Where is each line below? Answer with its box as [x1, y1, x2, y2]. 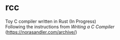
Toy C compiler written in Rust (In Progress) [5, 18, 96, 24]
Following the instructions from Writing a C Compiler [5, 23, 115, 29]
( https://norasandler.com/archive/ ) [5, 29, 77, 35]
